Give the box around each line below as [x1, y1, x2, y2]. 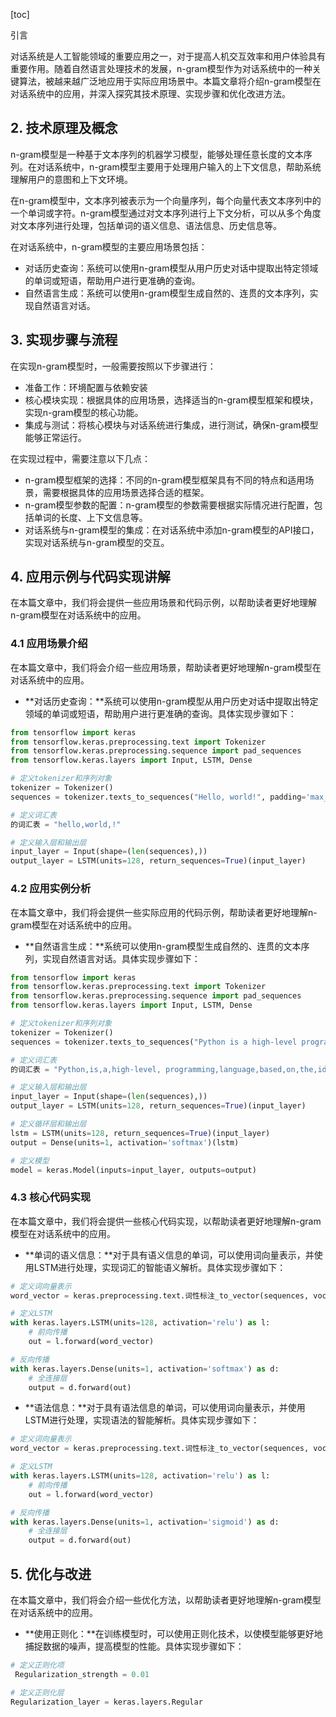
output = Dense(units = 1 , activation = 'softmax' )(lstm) [10, 1137, 240, 1148]
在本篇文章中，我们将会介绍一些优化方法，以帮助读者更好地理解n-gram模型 [10, 1594, 322, 1606]
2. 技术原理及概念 [10, 120, 118, 137]
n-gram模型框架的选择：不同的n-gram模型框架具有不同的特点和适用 [24, 474, 306, 486]
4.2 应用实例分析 [10, 882, 92, 896]
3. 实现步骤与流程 [10, 332, 118, 349]
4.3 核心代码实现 [10, 1190, 92, 1204]
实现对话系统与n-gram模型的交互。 [24, 536, 170, 548]
